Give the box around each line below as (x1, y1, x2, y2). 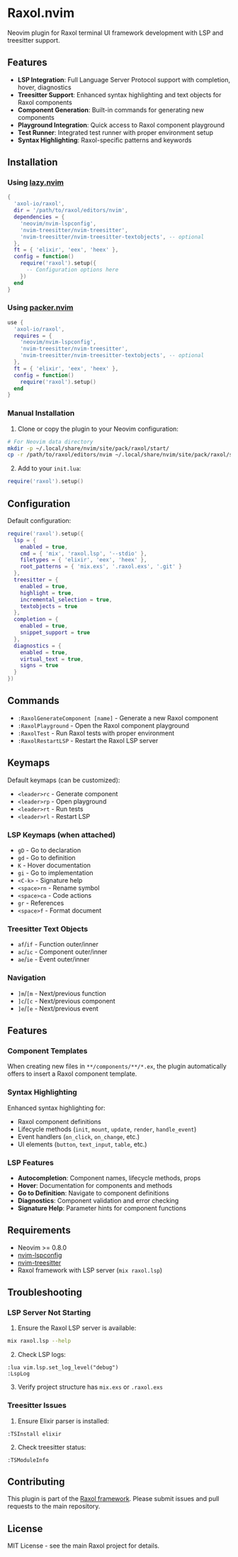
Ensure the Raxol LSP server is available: (17, 1324, 137, 1332)
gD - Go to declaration (17, 846, 81, 854)
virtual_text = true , (20, 655, 84, 663)
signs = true (20, 662, 59, 669)
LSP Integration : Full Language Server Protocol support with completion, (17, 75, 231, 84)
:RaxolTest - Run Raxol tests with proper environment (17, 729, 175, 737)
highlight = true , (20, 589, 74, 597)
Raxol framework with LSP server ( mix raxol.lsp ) (17, 1265, 163, 1275)
